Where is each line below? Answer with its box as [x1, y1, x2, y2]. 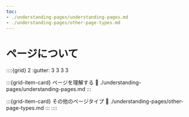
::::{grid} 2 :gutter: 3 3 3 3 [6, 67, 69, 74]
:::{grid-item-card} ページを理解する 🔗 [6, 79, 99, 86]
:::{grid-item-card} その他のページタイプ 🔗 [6, 98, 110, 105]
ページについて [6, 47, 79, 60]
